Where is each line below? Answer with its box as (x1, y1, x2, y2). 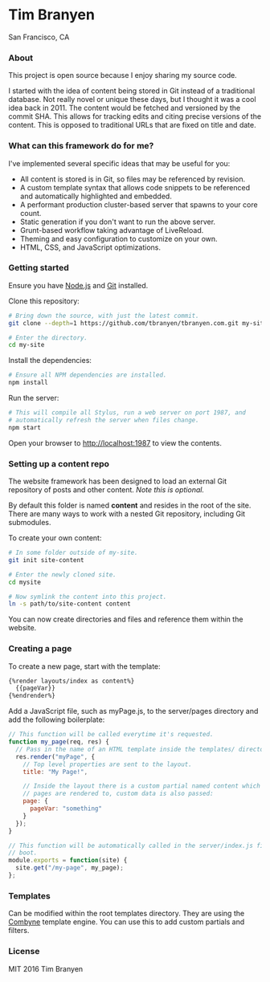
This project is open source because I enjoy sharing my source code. (8, 71, 237, 80)
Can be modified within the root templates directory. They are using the (8, 909, 245, 919)
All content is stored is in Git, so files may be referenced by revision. (19, 174, 246, 184)
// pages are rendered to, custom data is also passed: (22, 789, 215, 798)
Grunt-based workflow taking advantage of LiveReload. (19, 225, 204, 234)
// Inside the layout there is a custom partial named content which (22, 782, 261, 790)
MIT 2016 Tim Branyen (8, 964, 84, 973)
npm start (8, 423, 42, 431)
